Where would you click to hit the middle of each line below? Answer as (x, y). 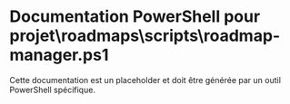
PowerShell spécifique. (52, 90)
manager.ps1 (59, 55)
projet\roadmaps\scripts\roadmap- (145, 36)
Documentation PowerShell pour (135, 17)
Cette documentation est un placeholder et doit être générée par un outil (145, 80)
